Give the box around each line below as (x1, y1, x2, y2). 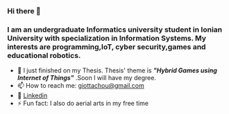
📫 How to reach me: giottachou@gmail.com (17, 82, 144, 90)
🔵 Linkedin (17, 91, 48, 99)
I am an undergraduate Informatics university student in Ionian (7, 24, 223, 34)
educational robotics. (7, 50, 81, 60)
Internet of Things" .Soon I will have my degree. (17, 74, 156, 82)
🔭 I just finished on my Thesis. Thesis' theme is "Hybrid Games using (17, 66, 217, 75)
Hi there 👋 (7, 6, 42, 16)
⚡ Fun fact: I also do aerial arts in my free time (17, 99, 149, 108)
